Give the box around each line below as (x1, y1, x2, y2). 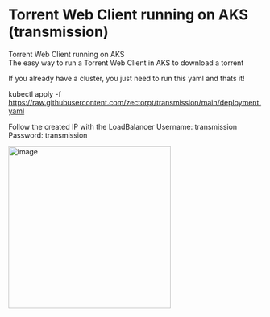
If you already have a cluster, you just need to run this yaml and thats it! (8, 73, 245, 83)
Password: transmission (8, 130, 88, 140)
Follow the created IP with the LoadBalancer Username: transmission (8, 121, 238, 131)
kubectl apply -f (8, 89, 62, 98)
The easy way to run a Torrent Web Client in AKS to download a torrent (8, 58, 244, 68)
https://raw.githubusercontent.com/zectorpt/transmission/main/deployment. (8, 97, 262, 107)
